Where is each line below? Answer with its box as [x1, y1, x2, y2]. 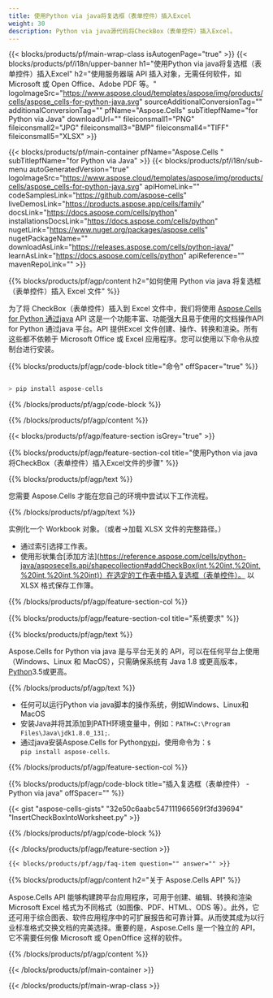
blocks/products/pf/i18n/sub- [165, 156, 263, 166]
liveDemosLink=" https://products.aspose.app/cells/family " [8, 199, 205, 209]
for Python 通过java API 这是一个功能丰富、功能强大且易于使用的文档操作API [8, 314, 264, 323]
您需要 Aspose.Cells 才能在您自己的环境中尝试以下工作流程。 [8, 491, 213, 501]
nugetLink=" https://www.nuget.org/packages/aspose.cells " [8, 225, 209, 235]
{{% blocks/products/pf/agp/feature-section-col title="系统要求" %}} [8, 614, 240, 623]
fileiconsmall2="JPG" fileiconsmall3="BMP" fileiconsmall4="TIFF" [8, 123, 229, 132]
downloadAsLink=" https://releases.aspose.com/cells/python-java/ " [8, 242, 234, 252]
